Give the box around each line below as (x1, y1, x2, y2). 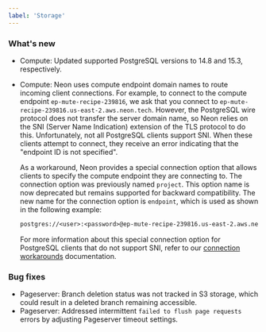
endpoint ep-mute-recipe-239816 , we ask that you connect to (19, 96, 218, 106)
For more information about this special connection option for (19, 234, 221, 244)
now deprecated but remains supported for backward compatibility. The (19, 187, 256, 197)
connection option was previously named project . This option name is (19, 180, 250, 189)
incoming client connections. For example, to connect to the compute (19, 88, 248, 98)
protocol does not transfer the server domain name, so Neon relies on (19, 113, 249, 123)
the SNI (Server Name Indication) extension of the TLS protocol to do (19, 122, 246, 131)
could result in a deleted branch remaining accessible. (19, 298, 197, 307)
